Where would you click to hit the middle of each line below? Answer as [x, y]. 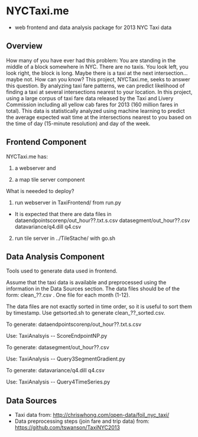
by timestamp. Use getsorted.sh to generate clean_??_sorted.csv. [86, 313]
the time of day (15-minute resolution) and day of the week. [78, 123]
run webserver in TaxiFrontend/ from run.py [68, 202]
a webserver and [35, 168]
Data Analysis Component [56, 256]
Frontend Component [46, 142]
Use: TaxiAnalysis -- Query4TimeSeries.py [58, 382]
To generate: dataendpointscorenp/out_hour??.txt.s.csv [74, 324]
